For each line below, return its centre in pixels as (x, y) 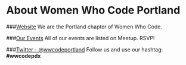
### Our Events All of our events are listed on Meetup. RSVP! (80, 38)
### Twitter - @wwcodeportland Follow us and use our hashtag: (85, 49)
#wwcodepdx (24, 56)
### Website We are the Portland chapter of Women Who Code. (84, 27)
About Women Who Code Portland (93, 10)
